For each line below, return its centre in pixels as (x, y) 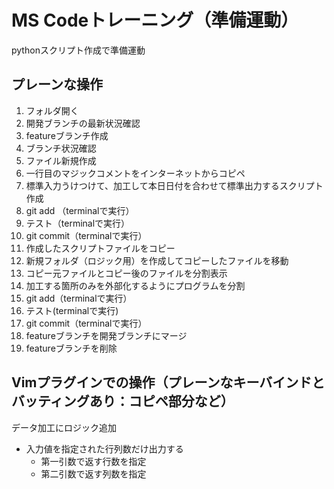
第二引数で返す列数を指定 (93, 473)
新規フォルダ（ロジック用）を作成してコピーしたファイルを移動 (157, 260)
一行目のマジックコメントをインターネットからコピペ (135, 173)
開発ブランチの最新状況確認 (83, 123)
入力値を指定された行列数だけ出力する (104, 448)
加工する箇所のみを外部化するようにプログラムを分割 (135, 285)
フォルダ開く (52, 110)
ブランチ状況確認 (61, 148)
